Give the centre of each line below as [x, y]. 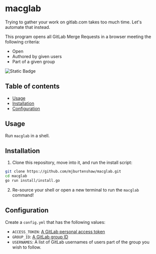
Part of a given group [33, 61]
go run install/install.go [33, 181]
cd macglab [16, 176]
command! [23, 195]
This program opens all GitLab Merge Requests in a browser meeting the [78, 37]
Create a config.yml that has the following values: [55, 222]
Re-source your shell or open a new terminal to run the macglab [76, 190]
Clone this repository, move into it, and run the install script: [72, 163]
